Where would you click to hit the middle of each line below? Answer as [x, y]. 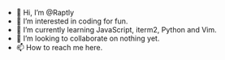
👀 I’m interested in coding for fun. [72, 21]
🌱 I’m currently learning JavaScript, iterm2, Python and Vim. [116, 30]
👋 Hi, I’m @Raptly [45, 13]
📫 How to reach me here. [59, 47]
